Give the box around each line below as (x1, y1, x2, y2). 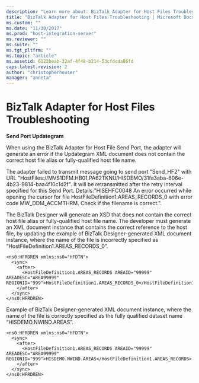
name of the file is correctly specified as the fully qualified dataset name (6, 312, 182, 320)
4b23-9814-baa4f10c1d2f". (6, 181, 72, 188)
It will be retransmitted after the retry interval (73, 181, 182, 188)
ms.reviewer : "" (6, 36, 46, 42)
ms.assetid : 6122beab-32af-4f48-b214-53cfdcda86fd (6, 58, 134, 64)
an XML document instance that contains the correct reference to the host (6, 224, 188, 231)
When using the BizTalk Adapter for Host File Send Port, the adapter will (6, 144, 182, 151)
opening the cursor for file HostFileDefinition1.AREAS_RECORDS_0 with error (6, 193, 193, 200)
